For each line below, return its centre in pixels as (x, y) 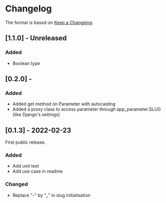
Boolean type (26, 63)
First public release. (25, 142)
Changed (17, 184)
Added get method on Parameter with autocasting (64, 104)
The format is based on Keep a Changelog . (49, 22)
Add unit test (25, 166)
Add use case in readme (37, 171)
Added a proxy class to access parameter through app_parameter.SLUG (86, 109)
